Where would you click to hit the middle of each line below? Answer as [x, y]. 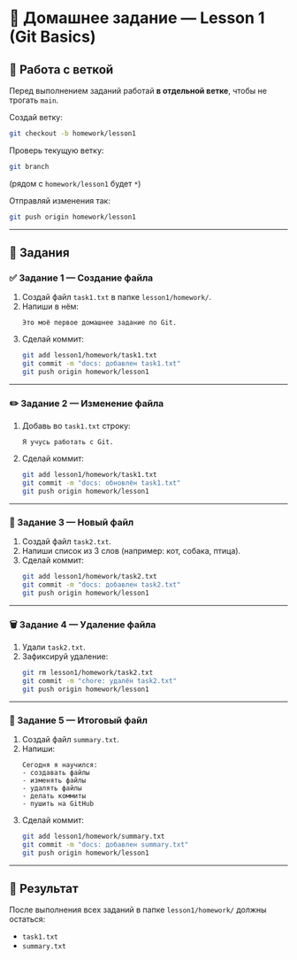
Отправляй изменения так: [60, 200]
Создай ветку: [36, 117]
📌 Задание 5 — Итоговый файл [79, 720]
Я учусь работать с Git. [68, 442]
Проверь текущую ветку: [57, 150]
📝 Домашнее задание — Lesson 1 [137, 18]
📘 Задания [39, 253]
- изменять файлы [54, 780]
